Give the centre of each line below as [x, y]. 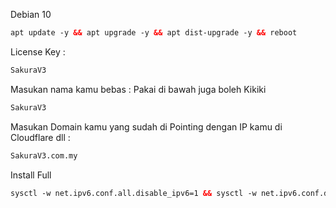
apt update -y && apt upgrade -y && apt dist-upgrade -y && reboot [154, 33]
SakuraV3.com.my [44, 155]
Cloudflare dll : [40, 137]
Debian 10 [31, 14]
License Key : [38, 51]
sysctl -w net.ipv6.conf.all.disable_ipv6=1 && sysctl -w [133, 193]
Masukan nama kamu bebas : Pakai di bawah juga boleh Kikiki [138, 89]
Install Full [31, 175]
